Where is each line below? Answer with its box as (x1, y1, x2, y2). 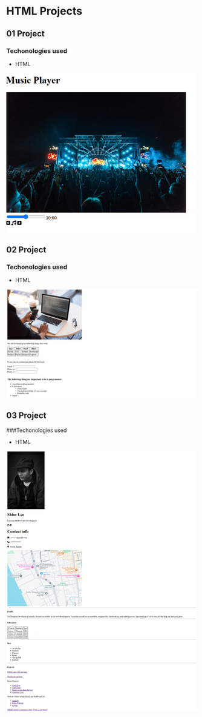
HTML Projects (6, 4, 83, 18)
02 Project (6, 244, 47, 255)
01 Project (6, 29, 45, 39)
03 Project (6, 411, 47, 421)
